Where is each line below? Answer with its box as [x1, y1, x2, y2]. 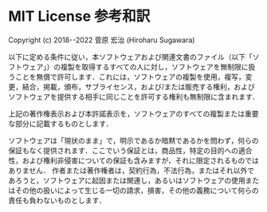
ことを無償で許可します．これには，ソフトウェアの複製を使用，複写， [14, 72, 245, 81]
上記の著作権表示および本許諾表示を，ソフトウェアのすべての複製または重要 [8, 108, 259, 118]
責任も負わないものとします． [8, 195, 106, 205]
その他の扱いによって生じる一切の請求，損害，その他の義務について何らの [14, 185, 259, 195]
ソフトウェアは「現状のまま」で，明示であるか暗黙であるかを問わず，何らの [8, 135, 259, 145]
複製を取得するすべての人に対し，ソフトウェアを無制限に [60, 61, 249, 72]
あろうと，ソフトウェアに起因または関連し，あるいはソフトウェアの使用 [8, 175, 245, 185]
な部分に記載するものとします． [8, 119, 113, 128]
